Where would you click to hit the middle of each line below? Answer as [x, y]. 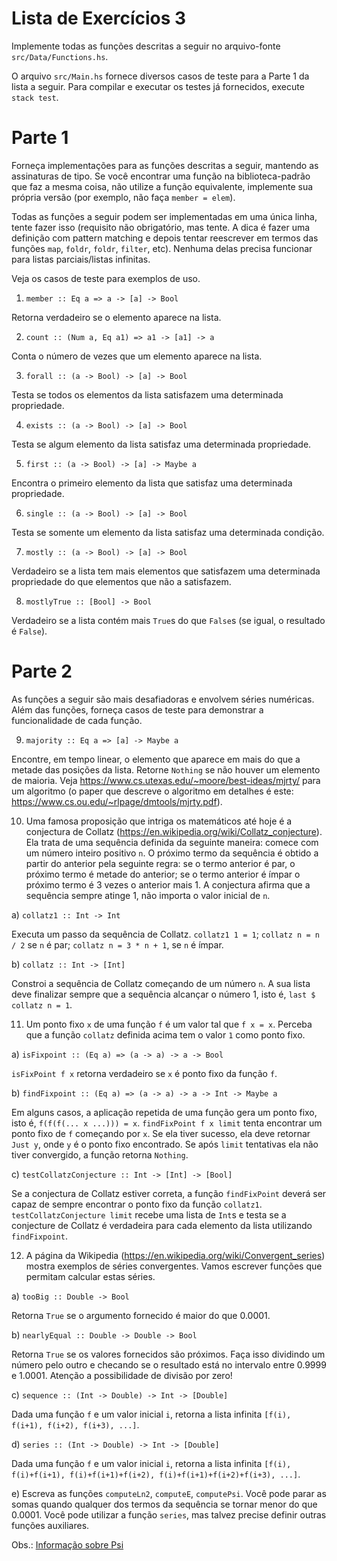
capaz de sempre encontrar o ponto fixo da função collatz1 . [137, 1204]
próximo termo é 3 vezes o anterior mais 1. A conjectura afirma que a [168, 884]
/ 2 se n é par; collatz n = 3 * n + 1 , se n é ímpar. [117, 944]
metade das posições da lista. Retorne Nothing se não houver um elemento [166, 769]
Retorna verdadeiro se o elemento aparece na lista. [116, 317]
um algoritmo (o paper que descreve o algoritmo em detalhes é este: [152, 791]
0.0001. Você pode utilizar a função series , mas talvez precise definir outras [169, 1514]
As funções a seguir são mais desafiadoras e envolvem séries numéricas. [163, 699]
